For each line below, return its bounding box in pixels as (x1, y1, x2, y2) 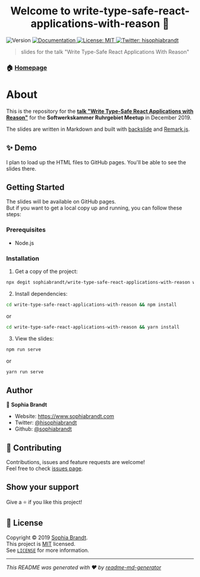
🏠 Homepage (6, 63, 48, 72)
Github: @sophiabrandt (14, 425, 73, 432)
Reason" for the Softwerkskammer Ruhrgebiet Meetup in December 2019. (6, 113, 192, 121)
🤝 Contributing (6, 443, 62, 453)
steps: (6, 211, 21, 218)
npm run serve (6, 346, 42, 352)
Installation (6, 254, 40, 262)
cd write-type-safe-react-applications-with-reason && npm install (6, 302, 177, 308)
